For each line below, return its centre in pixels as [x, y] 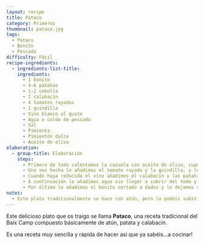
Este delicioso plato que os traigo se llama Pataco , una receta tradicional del [102, 216]
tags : [13, 35]
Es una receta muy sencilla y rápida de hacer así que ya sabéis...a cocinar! [100, 234]
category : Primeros [31, 23]
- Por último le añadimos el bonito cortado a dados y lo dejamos [108, 187]
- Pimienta [36, 131]
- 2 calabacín [40, 97]
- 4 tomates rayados [48, 102]
